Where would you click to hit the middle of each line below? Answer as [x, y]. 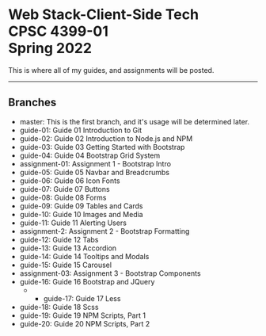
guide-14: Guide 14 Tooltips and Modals [84, 256]
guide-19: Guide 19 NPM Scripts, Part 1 [83, 315]
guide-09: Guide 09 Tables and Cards [82, 206]
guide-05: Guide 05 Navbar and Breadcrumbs [95, 172]
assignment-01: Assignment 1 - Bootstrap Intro [95, 163]
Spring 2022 [50, 48]
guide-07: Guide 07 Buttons [65, 189]
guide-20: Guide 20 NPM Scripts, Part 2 [85, 323]
